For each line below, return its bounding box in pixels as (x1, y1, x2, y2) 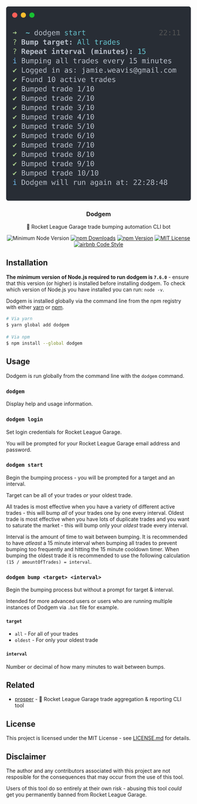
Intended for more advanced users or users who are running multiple (6, 598, 173, 605)
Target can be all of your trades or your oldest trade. (6, 491, 133, 498)
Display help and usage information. (6, 400, 93, 407)
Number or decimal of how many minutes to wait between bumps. (6, 663, 166, 670)
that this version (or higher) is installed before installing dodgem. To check (6, 280, 186, 287)
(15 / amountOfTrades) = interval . (6, 558, 92, 565)
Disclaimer (6, 752, 46, 762)
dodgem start (6, 462, 43, 468)
